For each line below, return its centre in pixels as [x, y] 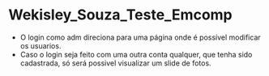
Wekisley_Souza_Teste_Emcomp [120, 15]
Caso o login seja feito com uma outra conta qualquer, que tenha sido [136, 54]
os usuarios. [41, 45]
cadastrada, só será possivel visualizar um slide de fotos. [116, 63]
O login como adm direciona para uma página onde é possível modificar [140, 37]
